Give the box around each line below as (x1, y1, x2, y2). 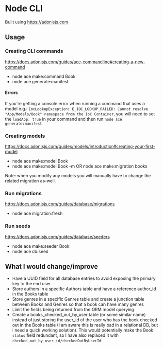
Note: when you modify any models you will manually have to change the (5, 173, 151, 179)
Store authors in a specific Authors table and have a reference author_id (12, 286, 156, 292)
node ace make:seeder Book (12, 243, 70, 249)
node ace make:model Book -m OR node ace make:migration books (12, 164, 147, 169)
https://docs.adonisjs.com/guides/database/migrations (5, 201, 115, 207)
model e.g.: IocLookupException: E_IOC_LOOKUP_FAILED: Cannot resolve (5, 106, 148, 111)
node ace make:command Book (12, 73, 76, 79)
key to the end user (12, 280, 51, 286)
